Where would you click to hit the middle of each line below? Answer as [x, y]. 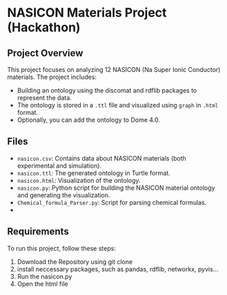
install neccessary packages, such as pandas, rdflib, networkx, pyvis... [118, 269]
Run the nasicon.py [45, 276]
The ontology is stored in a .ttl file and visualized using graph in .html [118, 105]
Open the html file [42, 284]
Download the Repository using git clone [75, 262]
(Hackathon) [44, 27]
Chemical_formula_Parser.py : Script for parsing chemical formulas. [112, 202]
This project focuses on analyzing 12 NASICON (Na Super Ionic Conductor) [114, 70]
